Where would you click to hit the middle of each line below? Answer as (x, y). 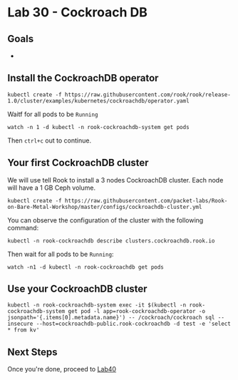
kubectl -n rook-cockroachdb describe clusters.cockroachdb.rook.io (111, 241)
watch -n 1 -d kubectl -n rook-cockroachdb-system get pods (99, 127)
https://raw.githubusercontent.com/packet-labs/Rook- (146, 200)
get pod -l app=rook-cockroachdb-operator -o (136, 312)
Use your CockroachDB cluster (77, 289)
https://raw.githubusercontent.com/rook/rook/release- (148, 94)
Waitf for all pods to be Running (53, 114)
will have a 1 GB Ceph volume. (52, 188)
